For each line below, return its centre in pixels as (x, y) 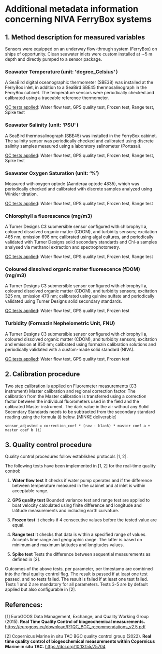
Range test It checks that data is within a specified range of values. (79, 534)
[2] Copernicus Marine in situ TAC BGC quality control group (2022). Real (78, 636)
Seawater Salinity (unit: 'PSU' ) (42, 125)
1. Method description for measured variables (75, 37)
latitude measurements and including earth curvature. (66, 511)
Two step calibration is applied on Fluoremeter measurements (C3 (71, 386)
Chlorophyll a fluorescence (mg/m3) (49, 216)
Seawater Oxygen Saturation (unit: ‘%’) (52, 173)
